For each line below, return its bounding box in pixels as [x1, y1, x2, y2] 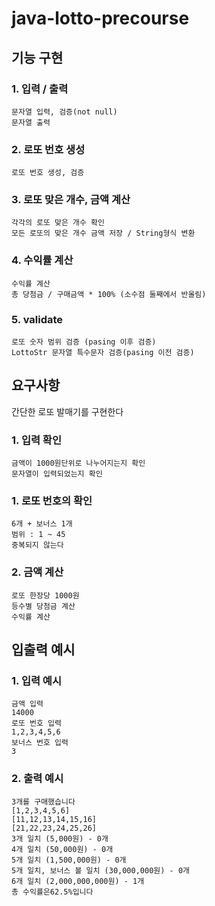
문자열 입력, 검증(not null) [11, 107, 118, 117]
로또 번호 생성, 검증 [11, 168, 85, 178]
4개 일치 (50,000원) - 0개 [11, 844, 114, 854]
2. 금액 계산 [11, 565, 64, 579]
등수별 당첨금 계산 [11, 601, 76, 611]
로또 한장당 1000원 [11, 590, 80, 601]
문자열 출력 [11, 117, 51, 127]
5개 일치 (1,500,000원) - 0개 [11, 855, 127, 865]
